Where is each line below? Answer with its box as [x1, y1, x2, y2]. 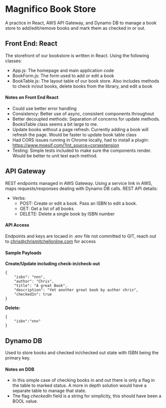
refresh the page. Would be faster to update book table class [12, 132, 137, 137]
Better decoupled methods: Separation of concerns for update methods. [12, 116, 160, 122]
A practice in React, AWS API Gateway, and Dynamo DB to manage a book [5, 20, 157, 26]
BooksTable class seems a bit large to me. [12, 121, 98, 127]
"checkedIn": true [14, 292, 52, 297]
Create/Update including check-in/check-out [5, 261, 100, 267]
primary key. [5, 355, 31, 361]
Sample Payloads [5, 250, 42, 256]
